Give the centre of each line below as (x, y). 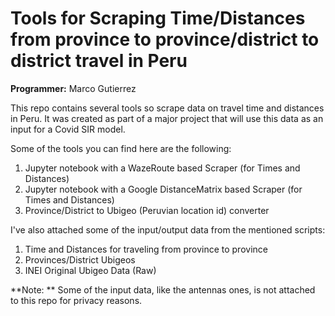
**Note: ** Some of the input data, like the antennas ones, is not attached (163, 289)
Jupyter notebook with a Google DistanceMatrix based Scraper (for (163, 189)
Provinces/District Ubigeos (80, 259)
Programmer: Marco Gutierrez (73, 88)
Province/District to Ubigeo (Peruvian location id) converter (147, 210)
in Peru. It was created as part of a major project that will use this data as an (167, 118)
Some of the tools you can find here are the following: (121, 148)
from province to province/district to (165, 39)
